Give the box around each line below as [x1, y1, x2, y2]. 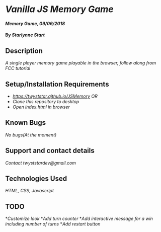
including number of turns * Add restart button [5, 221, 101, 227]
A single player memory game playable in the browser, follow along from [5, 60, 156, 66]
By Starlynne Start [5, 32, 45, 38]
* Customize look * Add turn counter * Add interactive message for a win [5, 215, 153, 222]
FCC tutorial [5, 65, 31, 71]
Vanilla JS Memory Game [5, 4, 114, 15]
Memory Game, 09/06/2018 [5, 20, 65, 26]
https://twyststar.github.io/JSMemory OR [12, 93, 98, 99]
